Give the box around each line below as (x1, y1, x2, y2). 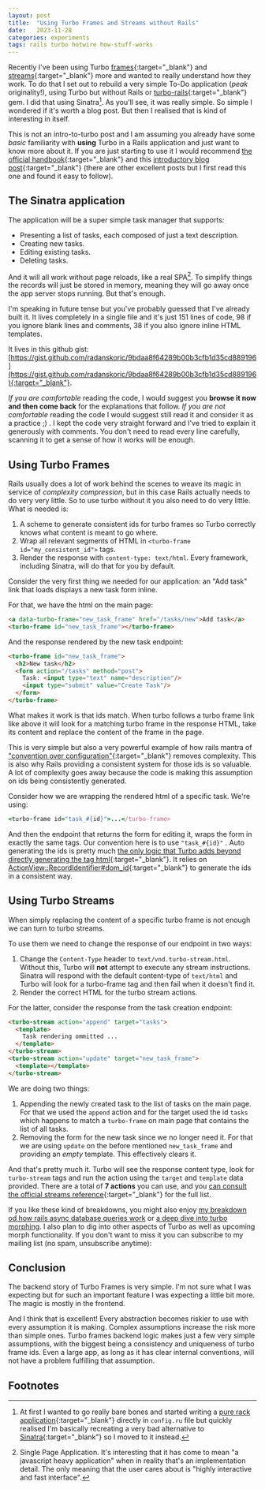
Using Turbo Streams (8, 894, 114, 908)
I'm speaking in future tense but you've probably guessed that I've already (8, 304, 250, 314)
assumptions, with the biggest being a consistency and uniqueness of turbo (8, 1339, 255, 1349)
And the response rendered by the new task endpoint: (8, 636, 184, 647)
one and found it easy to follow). (8, 171, 114, 181)
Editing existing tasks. (19, 247, 91, 256)
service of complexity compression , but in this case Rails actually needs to (8, 487, 251, 497)
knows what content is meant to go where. (19, 528, 159, 537)
